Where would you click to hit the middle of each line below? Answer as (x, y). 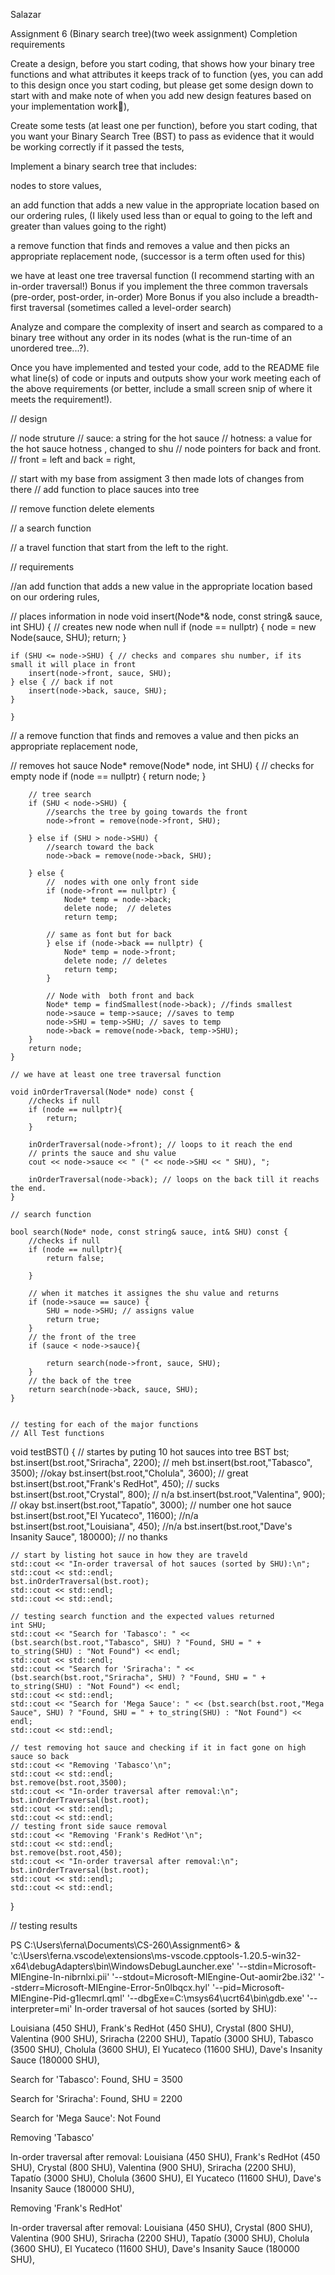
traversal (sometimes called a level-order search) (130, 307)
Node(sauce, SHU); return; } (68, 637)
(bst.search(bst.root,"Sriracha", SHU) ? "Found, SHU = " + (138, 1678)
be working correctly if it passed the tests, (97, 147)
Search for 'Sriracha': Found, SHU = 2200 (96, 2098)
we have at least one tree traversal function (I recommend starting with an (162, 275)
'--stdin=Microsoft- (276, 1966)
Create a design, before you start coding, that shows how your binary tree (162, 63)
